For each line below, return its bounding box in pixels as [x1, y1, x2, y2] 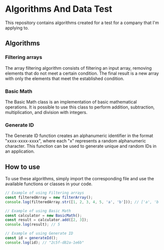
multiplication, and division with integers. [5, 109, 88, 115]
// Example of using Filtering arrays [5, 191, 84, 195]
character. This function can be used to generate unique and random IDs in [5, 143, 157, 149]
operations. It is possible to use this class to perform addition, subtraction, [5, 104, 155, 110]
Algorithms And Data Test [5, 3, 113, 15]
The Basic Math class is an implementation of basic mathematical [5, 99, 137, 105]
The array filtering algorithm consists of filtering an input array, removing [5, 65, 152, 71]
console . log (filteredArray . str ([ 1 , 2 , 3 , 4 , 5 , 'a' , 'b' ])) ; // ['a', [5, 199, 152, 204]
